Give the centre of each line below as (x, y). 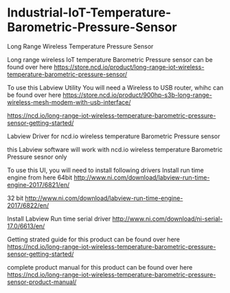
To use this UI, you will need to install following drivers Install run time (105, 170)
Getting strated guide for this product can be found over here (94, 239)
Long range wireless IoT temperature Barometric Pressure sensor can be (110, 59)
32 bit (15, 198)
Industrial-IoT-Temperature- (89, 13)
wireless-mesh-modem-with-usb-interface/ (69, 102)
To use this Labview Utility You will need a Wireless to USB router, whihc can (115, 87)
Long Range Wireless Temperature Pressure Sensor (80, 46)
